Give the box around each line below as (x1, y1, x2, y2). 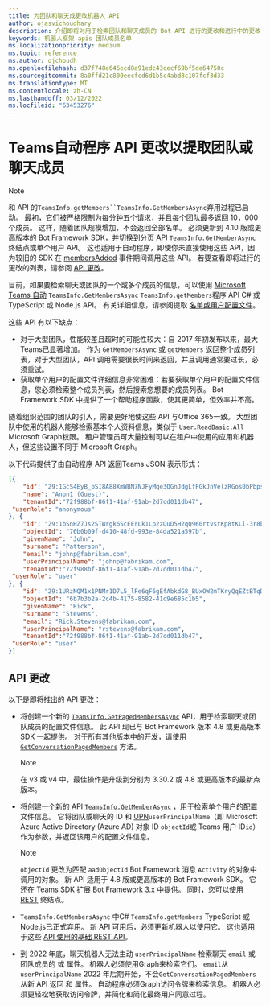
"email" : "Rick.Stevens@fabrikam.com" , (22, 617, 157, 625)
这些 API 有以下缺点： (8, 317, 80, 327)
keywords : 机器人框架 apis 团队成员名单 (8, 34, 133, 43)
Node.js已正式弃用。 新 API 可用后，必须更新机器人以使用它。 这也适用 (19, 921, 256, 931)
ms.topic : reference (8, 49, 78, 57)
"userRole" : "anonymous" (11, 505, 95, 513)
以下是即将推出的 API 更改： (8, 694, 102, 704)
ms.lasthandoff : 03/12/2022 (8, 94, 103, 102)
